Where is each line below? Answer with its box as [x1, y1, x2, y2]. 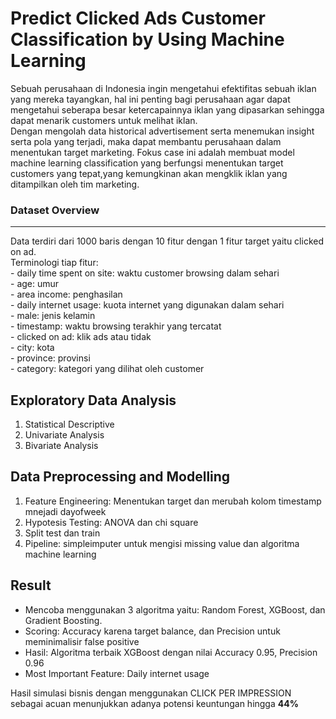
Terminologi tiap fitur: [10, 257, 99, 269]
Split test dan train [24, 527, 101, 539]
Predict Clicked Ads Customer [10, 7, 266, 30]
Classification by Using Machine [10, 28, 285, 51]
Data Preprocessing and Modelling [10, 468, 231, 486]
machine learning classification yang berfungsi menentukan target [10, 157, 284, 169]
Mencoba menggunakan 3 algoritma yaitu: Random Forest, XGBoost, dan [24, 603, 326, 616]
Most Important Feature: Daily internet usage [24, 667, 210, 679]
